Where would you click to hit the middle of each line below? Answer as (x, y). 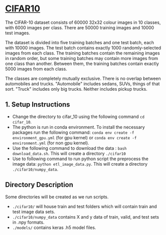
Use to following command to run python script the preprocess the (80, 159)
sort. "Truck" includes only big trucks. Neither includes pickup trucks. (76, 89)
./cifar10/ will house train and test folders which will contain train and (84, 206)
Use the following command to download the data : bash (69, 148)
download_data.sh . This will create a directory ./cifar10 (69, 153)
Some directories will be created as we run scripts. (57, 197)
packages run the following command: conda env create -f (73, 132)
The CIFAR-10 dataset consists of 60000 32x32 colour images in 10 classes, (83, 22)
